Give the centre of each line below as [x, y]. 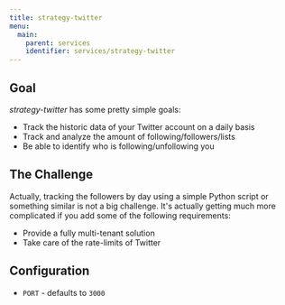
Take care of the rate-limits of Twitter [92, 242]
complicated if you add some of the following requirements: [120, 215]
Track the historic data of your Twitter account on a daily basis [138, 126]
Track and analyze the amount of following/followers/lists [129, 136]
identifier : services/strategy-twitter [101, 51]
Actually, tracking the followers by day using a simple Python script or [139, 196]
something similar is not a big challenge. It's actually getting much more [143, 206]
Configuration [50, 271]
